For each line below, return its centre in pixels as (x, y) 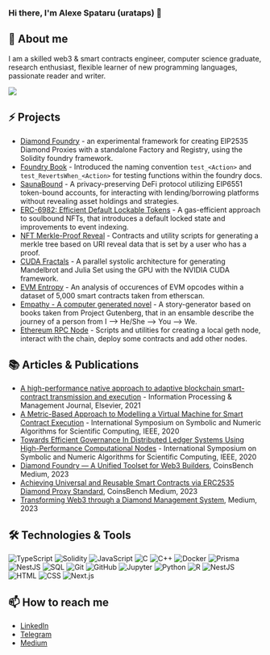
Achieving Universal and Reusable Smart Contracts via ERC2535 (127, 483)
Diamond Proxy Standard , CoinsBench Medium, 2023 (109, 492)
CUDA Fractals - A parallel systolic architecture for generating (123, 261)
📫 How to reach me (59, 602)
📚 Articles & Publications (74, 364)
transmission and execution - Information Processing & (141, 397)
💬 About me (38, 39)
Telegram (36, 634)
